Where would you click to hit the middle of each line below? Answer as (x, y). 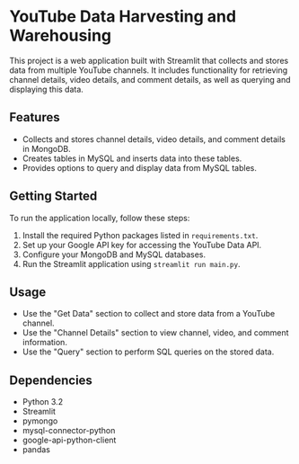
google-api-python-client (69, 440)
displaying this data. (46, 89)
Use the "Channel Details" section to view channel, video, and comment (155, 333)
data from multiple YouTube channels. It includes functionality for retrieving (149, 70)
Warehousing (61, 36)
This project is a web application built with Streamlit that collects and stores (149, 60)
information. (44, 343)
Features (35, 117)
